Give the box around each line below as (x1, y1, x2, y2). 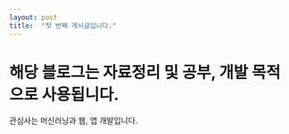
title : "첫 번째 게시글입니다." (9, 21, 117, 30)
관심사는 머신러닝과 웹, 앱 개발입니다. (9, 115, 138, 126)
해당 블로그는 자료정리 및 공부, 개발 (9, 62, 249, 83)
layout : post (9, 12, 58, 22)
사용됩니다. (41, 84, 120, 105)
